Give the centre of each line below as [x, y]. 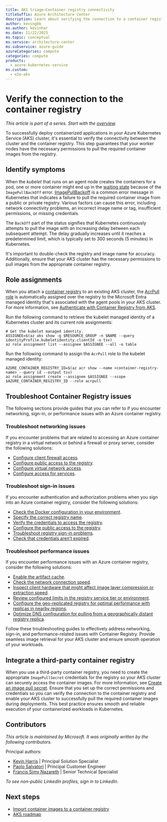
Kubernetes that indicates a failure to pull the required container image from [83, 197]
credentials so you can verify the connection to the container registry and [81, 693]
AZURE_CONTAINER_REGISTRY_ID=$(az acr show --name [59, 368]
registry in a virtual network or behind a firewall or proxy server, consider [80, 443]
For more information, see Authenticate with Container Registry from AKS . [81, 307]
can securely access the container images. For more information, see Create [84, 682]
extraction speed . [31, 593]
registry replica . [29, 619]
